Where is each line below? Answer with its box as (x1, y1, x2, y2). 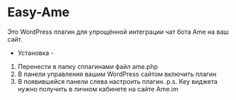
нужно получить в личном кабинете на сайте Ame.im (17, 85, 179, 93)
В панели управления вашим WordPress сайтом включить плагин (17, 70, 217, 78)
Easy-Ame (7, 4, 69, 20)
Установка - (17, 49, 55, 57)
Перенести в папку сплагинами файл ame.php (17, 62, 158, 70)
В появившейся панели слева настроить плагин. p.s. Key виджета (17, 77, 218, 85)
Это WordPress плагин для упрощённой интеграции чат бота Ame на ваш (7, 27, 229, 36)
